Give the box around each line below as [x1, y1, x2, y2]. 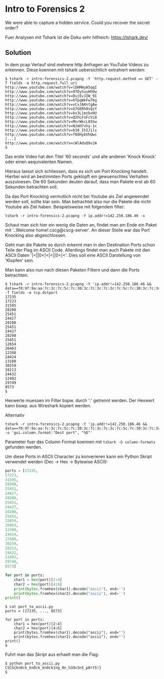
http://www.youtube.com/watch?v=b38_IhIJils [5, 127, 97, 133]
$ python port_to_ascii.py [5, 661, 60, 666]
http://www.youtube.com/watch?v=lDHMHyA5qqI [5, 85, 97, 90]
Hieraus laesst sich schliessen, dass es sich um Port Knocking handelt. [5, 168, 148, 174]
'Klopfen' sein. [5, 257, 34, 263]
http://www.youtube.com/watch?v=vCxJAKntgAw [5, 102, 97, 107]
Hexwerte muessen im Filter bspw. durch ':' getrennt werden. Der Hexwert [5, 397, 155, 403]
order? [5, 25, 19, 30]
